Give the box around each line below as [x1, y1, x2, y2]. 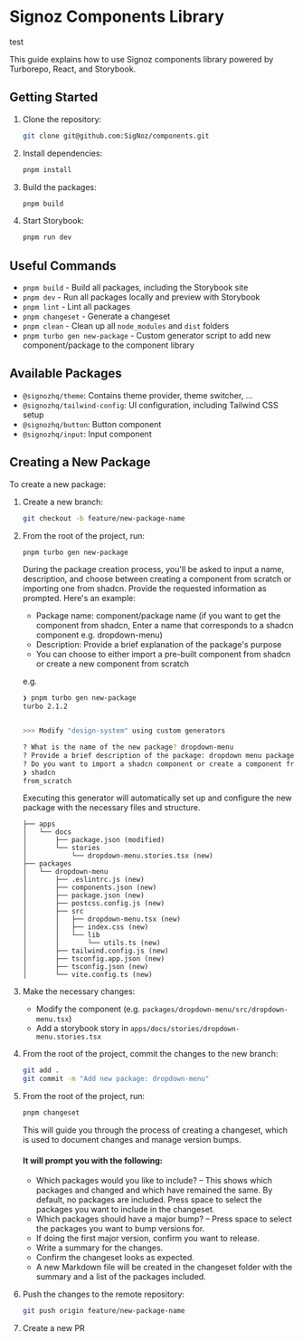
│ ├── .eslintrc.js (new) [22, 876, 145, 885]
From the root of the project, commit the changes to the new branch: [22, 1049, 279, 1059]
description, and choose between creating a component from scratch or [22, 573, 292, 585]
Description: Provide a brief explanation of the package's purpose [35, 639, 282, 650]
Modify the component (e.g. [35, 1003, 141, 1015]
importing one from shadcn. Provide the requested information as [22, 583, 267, 594]
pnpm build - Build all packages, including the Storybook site [22, 283, 249, 293]
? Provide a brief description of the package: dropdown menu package [22, 751, 295, 760]
